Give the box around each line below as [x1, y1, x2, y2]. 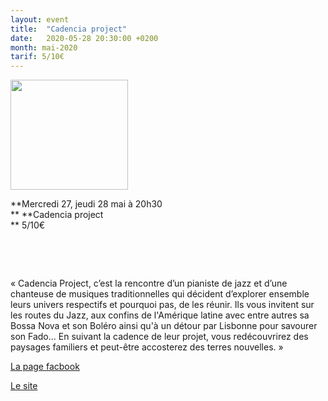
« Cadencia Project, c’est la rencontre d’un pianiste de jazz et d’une [10, 277, 288, 290]
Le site [10, 380, 38, 392]
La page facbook [10, 361, 80, 373]
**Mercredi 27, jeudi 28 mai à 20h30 [10, 198, 163, 210]
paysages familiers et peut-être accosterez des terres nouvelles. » [10, 341, 284, 353]
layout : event [10, 14, 70, 25]
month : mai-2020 [10, 42, 78, 53]
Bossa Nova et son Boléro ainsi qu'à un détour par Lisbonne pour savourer [10, 320, 318, 332]
